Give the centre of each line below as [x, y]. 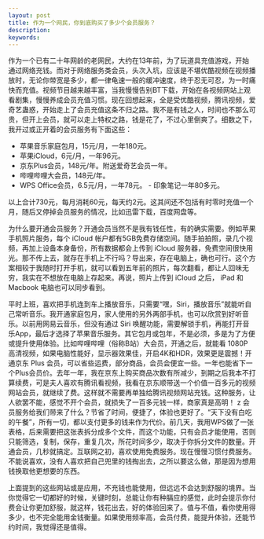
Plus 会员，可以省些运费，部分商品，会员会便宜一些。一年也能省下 [138, 363]
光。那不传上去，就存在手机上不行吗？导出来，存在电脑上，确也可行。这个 [128, 258]
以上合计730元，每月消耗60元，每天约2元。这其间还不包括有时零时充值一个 [131, 202]
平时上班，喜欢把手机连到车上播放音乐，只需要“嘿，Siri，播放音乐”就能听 [126, 304]
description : [29, 30]
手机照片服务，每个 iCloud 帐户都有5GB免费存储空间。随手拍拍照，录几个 [127, 238]
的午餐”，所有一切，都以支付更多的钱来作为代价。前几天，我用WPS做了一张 [131, 422]
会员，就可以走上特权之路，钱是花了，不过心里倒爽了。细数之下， [149, 119]
